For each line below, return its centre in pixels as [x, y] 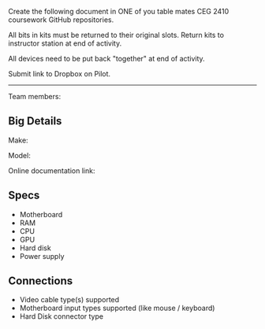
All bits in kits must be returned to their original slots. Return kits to [116, 35]
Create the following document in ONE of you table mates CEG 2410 [119, 11]
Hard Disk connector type [62, 316]
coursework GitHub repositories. [61, 20]
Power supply [42, 256]
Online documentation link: [52, 170]
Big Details [35, 121]
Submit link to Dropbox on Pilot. [60, 74]
